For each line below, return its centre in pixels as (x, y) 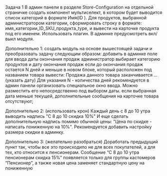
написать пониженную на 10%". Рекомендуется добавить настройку (79, 127)
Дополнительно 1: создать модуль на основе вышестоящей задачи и (79, 48)
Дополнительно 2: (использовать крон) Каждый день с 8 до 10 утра (78, 111)
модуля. (25, 39)
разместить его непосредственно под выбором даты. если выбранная (81, 91)
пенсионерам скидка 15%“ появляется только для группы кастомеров (80, 158)
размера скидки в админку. (35, 132)
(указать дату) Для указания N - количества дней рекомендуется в (77, 80)
